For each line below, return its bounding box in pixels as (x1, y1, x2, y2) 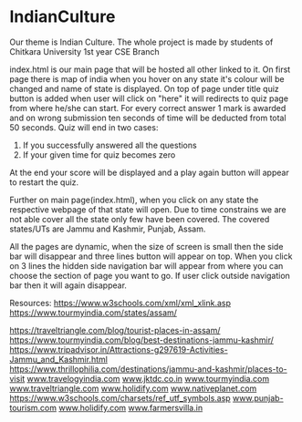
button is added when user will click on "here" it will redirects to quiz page (9, 93, 289, 104)
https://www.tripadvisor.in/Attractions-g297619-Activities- (9, 344, 228, 355)
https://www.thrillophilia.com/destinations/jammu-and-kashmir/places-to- (9, 363, 287, 375)
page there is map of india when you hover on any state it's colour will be (9, 73, 285, 84)
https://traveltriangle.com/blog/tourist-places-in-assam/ (9, 324, 221, 335)
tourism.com (9, 402, 57, 413)
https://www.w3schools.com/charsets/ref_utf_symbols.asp (9, 392, 231, 403)
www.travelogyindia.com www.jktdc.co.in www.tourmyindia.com (26, 373, 270, 384)
